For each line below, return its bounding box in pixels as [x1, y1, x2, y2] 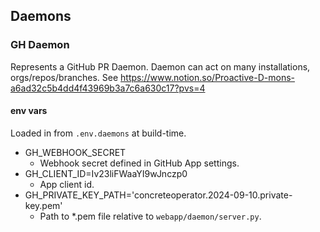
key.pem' [24, 199, 63, 211]
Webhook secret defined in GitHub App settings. [39, 157, 240, 169]
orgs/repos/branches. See [10, 71, 119, 83]
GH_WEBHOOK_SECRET [24, 146, 127, 158]
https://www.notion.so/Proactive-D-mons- [120, 71, 295, 83]
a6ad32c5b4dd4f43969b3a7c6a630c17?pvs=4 [10, 82, 206, 94]
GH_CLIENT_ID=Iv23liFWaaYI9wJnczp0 [24, 167, 188, 179]
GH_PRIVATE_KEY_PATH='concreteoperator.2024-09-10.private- [24, 189, 293, 201]
